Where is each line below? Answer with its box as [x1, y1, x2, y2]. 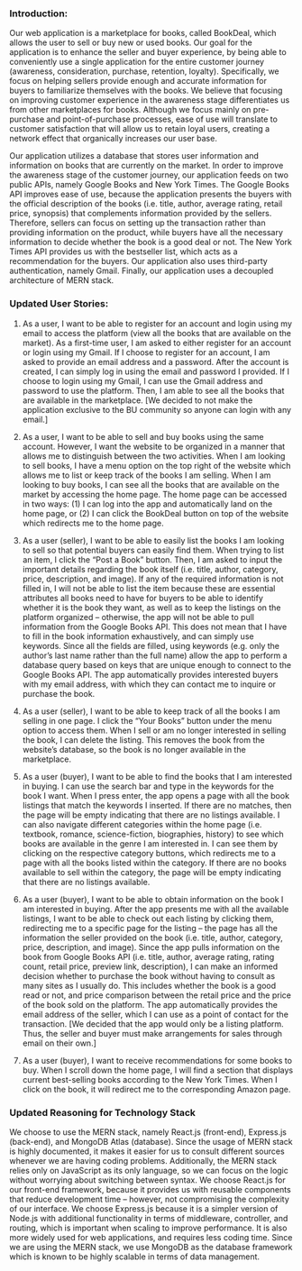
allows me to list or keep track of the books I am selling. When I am [22, 470, 271, 480]
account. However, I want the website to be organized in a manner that [22, 441, 286, 452]
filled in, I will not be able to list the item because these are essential [22, 582, 276, 593]
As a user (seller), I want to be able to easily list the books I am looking [22, 535, 285, 545]
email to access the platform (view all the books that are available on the [22, 327, 291, 338]
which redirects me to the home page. [22, 517, 164, 528]
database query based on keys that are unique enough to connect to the [22, 659, 292, 670]
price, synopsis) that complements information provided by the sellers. [9, 208, 272, 219]
